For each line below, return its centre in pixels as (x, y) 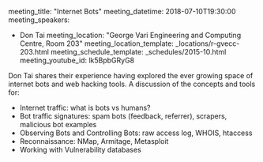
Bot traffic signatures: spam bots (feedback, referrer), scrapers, (123, 116)
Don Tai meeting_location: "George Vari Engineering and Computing (130, 35)
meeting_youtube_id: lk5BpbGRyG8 (77, 60)
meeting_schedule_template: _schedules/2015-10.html (138, 52)
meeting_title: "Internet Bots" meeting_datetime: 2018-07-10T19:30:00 (122, 11)
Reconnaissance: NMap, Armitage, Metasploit (94, 141)
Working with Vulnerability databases (81, 150)
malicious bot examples (58, 124)
